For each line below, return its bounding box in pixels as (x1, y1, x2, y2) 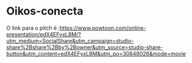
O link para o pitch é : (6, 24, 60, 31)
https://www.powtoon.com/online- (60, 24, 146, 31)
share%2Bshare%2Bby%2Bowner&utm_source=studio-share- (6, 44, 163, 51)
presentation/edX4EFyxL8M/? (6, 30, 81, 38)
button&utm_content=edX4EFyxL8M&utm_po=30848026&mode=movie (6, 50, 186, 57)
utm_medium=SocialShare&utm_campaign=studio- (6, 37, 134, 44)
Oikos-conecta (6, 4, 84, 18)
